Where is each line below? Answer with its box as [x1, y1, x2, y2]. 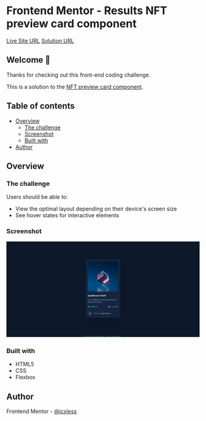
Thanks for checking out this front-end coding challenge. [6, 71, 151, 79]
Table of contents [6, 101, 75, 111]
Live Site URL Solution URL [6, 37, 75, 44]
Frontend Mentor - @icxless [6, 407, 77, 415]
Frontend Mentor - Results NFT [6, 4, 167, 18]
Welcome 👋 [6, 55, 51, 65]
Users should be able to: [6, 193, 69, 201]
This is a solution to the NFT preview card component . [6, 83, 143, 90]
